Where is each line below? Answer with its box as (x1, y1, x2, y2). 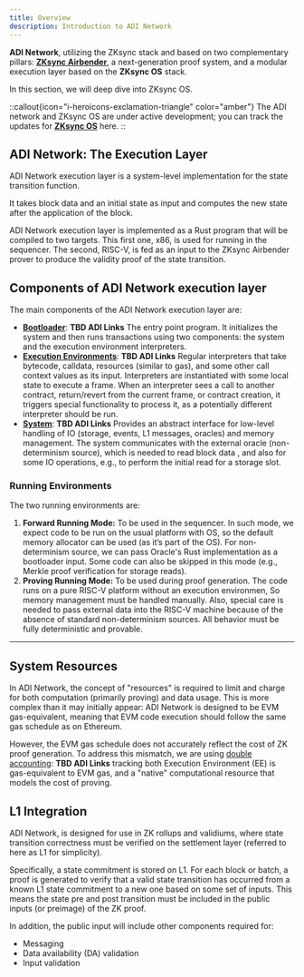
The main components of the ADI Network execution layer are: (9, 305, 242, 316)
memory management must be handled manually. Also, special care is (22, 595, 284, 606)
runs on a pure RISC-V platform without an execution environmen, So (22, 585, 280, 596)
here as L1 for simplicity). (9, 847, 102, 858)
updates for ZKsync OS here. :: (9, 120, 127, 132)
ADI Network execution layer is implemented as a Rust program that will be (9, 225, 288, 236)
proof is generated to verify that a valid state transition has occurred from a (9, 874, 290, 885)
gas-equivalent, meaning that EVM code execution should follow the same (9, 711, 287, 722)
